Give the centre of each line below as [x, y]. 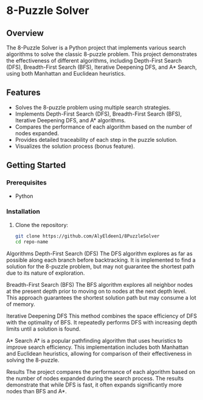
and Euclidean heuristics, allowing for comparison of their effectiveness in [99, 353]
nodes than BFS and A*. [36, 391]
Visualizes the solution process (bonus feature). [75, 146]
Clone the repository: [42, 225]
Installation [23, 212]
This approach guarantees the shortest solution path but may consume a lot [101, 297]
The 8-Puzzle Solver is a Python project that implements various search [96, 47]
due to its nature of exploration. [46, 273]
